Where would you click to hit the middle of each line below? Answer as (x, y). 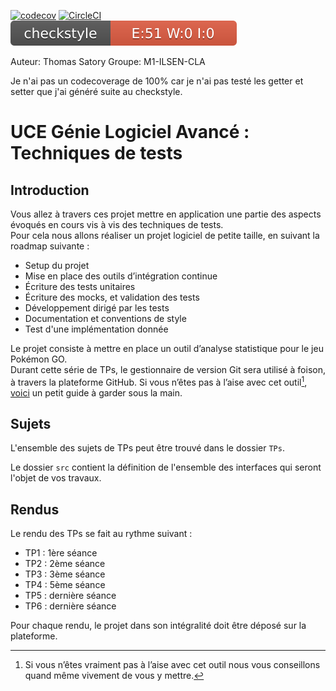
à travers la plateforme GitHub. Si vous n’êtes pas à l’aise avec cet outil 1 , (159, 381)
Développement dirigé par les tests (97, 308)
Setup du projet (57, 265)
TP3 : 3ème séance (65, 574)
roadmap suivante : (50, 246)
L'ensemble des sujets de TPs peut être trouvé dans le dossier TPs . (147, 448)
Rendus (35, 509)
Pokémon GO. (39, 359)
